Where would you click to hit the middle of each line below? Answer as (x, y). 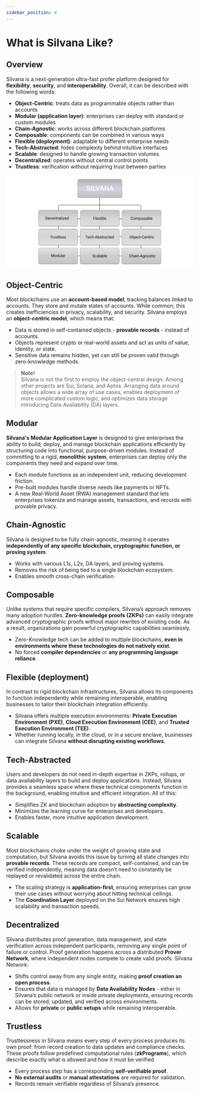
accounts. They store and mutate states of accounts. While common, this (96, 305)
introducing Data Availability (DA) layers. (70, 404)
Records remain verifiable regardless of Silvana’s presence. (87, 1084)
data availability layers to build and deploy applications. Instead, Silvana (94, 780)
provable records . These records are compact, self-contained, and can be (97, 863)
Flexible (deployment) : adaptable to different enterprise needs (92, 141)
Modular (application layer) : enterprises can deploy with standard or (99, 115)
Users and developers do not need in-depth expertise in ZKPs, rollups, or (96, 774)
